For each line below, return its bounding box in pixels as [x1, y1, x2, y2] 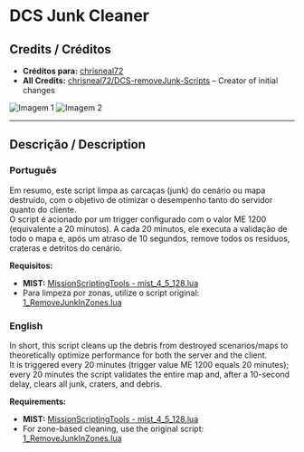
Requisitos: [9, 260, 53, 271]
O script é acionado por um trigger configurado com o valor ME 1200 [9, 214, 267, 225]
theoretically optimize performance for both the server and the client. [9, 350, 268, 361]
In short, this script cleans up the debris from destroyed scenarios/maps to [9, 340, 289, 351]
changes [22, 85, 56, 95]
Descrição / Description [9, 137, 147, 152]
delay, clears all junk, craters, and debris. [9, 378, 163, 389]
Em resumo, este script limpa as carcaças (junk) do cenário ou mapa [9, 185, 266, 196]
